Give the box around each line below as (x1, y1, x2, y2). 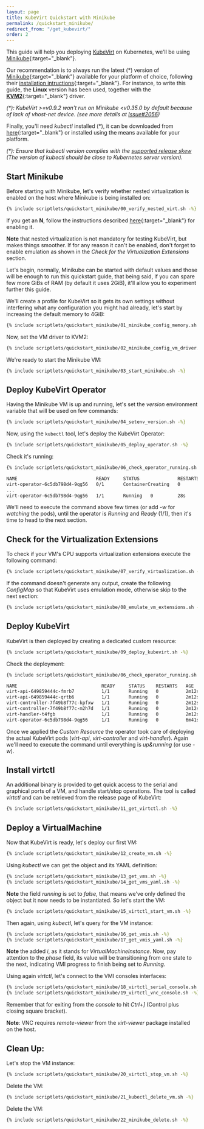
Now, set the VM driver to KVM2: (6, 333, 89, 340)
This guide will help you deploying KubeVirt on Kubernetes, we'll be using (6, 48, 190, 55)
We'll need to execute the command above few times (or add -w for (6, 504, 175, 511)
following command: (6, 557, 58, 564)
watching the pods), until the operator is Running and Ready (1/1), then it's (6, 510, 192, 518)
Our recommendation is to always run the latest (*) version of (6, 66, 160, 74)
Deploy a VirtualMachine (6, 823, 102, 833)
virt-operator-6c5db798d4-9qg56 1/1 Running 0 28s (6, 493, 186, 499)
